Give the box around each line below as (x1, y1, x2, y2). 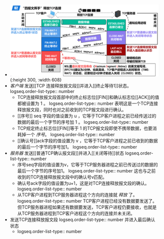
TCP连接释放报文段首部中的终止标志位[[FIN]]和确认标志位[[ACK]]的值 (17, 94, 160, 100)
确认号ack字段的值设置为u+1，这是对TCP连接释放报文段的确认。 (17, 180, 150, 186)
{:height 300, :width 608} (9, 77, 62, 82)
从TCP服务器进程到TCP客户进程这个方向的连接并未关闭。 (17, 210, 135, 216)
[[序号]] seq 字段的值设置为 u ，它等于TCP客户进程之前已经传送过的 (17, 113, 157, 119)
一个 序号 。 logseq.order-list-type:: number (26, 131, 115, 137)
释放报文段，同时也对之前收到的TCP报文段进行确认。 (17, 106, 127, 112)
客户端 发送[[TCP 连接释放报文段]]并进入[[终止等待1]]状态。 (9, 82, 132, 88)
